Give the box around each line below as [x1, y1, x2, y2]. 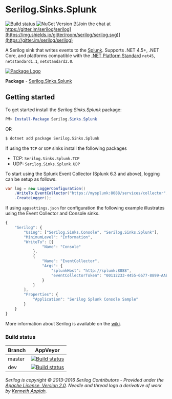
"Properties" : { [24, 292, 58, 297]
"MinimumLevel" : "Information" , [24, 234, 93, 240]
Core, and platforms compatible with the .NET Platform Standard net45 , [5, 53, 155, 59]
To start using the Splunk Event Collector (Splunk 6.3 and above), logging [5, 170, 160, 177]
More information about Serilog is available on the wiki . [5, 320, 121, 326]
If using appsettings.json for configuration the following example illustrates [5, 205, 165, 211]
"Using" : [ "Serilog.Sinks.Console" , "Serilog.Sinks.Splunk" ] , [24, 230, 159, 235]
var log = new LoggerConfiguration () [5, 186, 86, 191]
